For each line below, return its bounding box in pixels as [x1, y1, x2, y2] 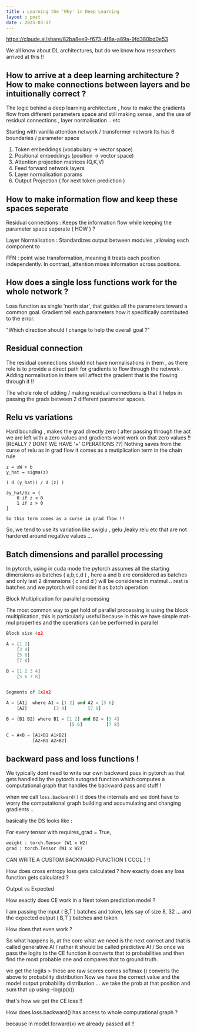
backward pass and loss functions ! [6, 754, 139, 764]
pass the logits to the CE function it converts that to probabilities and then [6, 949, 185, 957]
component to [6, 243, 40, 250]
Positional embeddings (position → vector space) [14, 152, 134, 159]
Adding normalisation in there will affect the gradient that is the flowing [6, 371, 178, 378]
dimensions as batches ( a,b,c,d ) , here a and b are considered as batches [6, 571, 187, 578]
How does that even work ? [6, 926, 72, 933]
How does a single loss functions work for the [6, 278, 178, 288]
